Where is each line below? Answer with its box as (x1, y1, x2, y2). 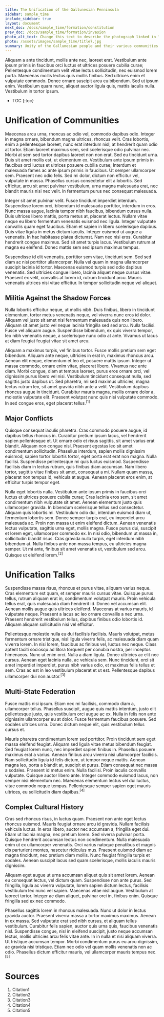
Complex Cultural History (5, 803, 84, 811)
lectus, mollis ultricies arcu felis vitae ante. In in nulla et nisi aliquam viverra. (5, 933, 157, 939)
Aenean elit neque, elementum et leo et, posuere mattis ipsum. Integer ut (5, 358, 152, 364)
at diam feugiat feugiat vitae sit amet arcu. (5, 338, 90, 344)
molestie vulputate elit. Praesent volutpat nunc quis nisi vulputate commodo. (5, 394, 159, 400)
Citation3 (12, 997, 31, 1003)
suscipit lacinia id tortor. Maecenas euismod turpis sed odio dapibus (5, 264, 143, 270)
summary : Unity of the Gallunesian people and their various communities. (5, 44, 161, 48)
